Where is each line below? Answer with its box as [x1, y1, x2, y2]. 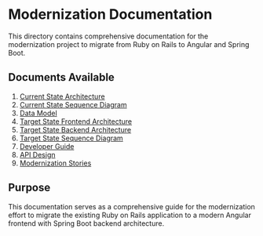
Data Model [19, 108, 57, 118]
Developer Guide [19, 141, 75, 151]
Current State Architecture [19, 92, 105, 101]
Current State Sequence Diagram [19, 100, 127, 109]
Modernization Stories [19, 158, 92, 168]
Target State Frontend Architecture [19, 116, 132, 126]
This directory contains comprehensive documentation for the [8, 31, 209, 41]
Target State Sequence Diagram [19, 133, 123, 143]
